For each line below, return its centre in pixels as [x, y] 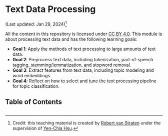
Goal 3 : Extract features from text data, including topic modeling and [83, 70]
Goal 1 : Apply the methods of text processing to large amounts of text [84, 49]
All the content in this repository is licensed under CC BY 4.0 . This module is [84, 34]
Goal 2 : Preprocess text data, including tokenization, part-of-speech [83, 59]
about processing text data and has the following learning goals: [71, 39]
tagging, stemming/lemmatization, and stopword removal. [72, 65]
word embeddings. [32, 75]
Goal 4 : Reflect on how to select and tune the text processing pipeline [84, 81]
